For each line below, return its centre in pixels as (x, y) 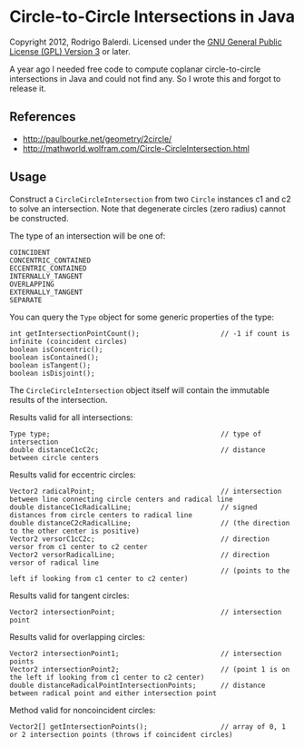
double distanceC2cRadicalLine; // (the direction (150, 523)
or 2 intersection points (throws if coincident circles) (121, 734)
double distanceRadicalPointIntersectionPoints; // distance (137, 685)
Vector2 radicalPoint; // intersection (146, 491)
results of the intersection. (59, 399)
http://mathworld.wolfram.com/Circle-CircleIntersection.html (136, 148)
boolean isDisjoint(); (52, 373)
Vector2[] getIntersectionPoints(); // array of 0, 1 (147, 727)
